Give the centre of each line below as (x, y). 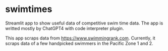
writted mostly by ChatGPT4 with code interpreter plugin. (65, 28)
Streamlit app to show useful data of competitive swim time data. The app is (84, 23)
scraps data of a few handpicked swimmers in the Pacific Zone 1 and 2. (79, 43)
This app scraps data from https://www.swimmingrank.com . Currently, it (80, 38)
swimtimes (29, 9)
